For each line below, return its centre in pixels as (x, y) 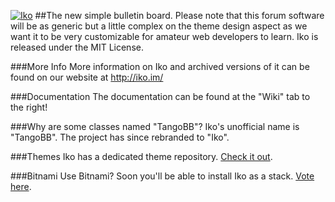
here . (21, 186)
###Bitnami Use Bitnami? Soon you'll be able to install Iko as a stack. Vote (162, 176)
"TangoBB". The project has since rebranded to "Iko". (120, 137)
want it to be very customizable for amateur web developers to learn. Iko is (164, 36)
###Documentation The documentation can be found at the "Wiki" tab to (160, 96)
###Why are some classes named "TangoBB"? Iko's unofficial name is (155, 126)
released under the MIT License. (77, 47)
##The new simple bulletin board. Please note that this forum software (179, 15)
